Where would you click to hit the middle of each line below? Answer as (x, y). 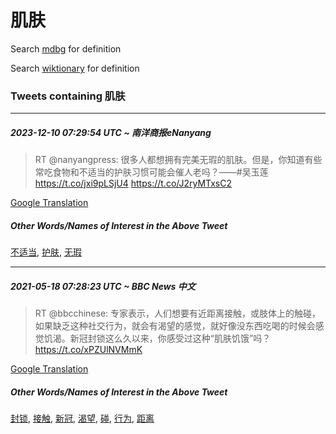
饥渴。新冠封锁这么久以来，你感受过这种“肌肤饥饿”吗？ (157, 338)
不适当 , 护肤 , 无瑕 (46, 252)
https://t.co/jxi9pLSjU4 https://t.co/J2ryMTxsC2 (133, 183)
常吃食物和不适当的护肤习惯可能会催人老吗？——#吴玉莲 (151, 172)
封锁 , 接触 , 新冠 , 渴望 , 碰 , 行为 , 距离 (82, 418)
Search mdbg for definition (66, 48)
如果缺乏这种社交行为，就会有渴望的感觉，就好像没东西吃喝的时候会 (175, 326)
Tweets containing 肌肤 (68, 96)
